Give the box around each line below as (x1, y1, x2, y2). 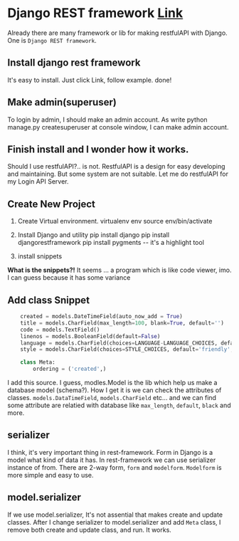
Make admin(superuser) (7, 96, 117, 108)
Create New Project (7, 198, 96, 210)
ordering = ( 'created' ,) (33, 365, 107, 373)
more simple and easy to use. (7, 471, 94, 479)
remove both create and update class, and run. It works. (7, 525, 172, 534)
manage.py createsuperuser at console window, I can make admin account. (7, 122, 229, 131)
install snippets (17, 252, 63, 261)
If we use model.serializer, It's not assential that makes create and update (7, 510, 223, 519)
